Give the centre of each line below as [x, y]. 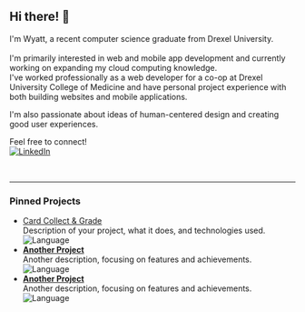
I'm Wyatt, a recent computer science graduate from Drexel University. [142, 38]
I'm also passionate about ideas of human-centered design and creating [144, 114]
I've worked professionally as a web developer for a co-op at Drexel [136, 77]
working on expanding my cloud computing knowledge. [113, 67]
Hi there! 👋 [40, 17]
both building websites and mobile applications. [98, 96]
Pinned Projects [45, 201]
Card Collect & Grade [62, 221]
